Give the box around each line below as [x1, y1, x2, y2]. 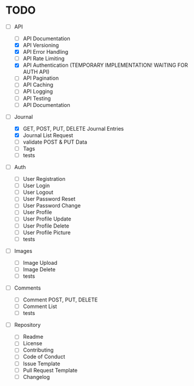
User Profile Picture [22, 229, 71, 236]
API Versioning [22, 42, 59, 49]
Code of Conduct [22, 353, 66, 361]
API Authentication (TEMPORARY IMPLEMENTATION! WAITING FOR [22, 61, 189, 69]
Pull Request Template [22, 366, 78, 374]
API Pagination [22, 74, 59, 82]
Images [14, 247, 33, 254]
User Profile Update [22, 215, 72, 222]
